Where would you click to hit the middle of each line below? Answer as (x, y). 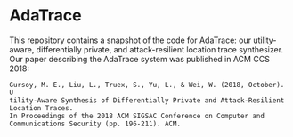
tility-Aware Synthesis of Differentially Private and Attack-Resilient (147, 100)
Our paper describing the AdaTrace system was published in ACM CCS (139, 59)
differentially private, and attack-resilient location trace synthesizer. (159, 49)
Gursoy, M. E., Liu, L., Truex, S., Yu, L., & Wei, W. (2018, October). (147, 85)
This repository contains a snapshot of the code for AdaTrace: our (130, 40)
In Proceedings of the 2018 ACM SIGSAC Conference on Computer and (137, 116)
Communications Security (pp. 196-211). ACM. (95, 124)
